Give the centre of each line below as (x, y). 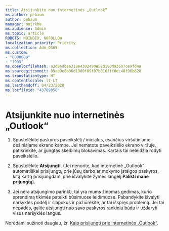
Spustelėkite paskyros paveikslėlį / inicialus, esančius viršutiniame (81, 140)
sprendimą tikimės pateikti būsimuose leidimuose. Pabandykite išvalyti (86, 197)
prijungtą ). (24, 182)
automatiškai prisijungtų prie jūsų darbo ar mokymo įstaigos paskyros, (86, 171)
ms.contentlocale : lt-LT (31, 81)
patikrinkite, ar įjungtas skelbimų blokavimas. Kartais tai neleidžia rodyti (87, 150)
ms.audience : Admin (26, 29)
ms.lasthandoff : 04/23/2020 (35, 85)
